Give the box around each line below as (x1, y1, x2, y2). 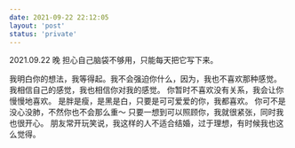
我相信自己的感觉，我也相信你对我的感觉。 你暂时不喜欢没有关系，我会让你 (9, 85, 284, 96)
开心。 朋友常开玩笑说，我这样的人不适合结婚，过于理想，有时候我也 (24, 118, 276, 129)
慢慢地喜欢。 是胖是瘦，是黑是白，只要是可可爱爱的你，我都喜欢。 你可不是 (9, 96, 286, 106)
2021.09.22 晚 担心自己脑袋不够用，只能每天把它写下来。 (9, 55, 219, 66)
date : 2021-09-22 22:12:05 (9, 12, 109, 22)
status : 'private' (9, 29, 77, 38)
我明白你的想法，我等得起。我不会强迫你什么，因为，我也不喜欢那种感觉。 (9, 74, 282, 84)
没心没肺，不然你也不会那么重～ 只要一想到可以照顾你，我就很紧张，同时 (9, 107, 276, 118)
